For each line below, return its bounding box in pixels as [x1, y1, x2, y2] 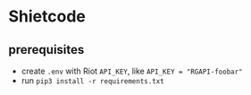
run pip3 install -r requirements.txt [21, 75, 164, 86]
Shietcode [8, 6, 86, 27]
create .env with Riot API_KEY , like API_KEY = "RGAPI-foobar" [21, 65, 243, 76]
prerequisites [8, 42, 85, 57]
